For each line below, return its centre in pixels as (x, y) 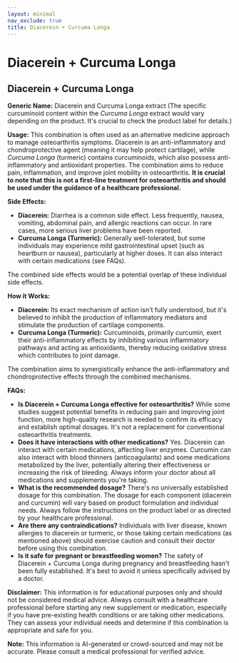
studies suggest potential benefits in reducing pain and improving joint (121, 412)
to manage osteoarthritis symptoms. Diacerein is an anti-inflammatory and (117, 143)
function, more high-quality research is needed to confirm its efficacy (120, 420)
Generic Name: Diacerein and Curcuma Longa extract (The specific (107, 106)
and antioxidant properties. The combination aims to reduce (135, 165)
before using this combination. (62, 548)
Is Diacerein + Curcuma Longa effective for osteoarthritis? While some (124, 404)
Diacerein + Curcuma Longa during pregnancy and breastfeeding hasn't (123, 563)
